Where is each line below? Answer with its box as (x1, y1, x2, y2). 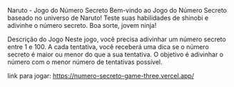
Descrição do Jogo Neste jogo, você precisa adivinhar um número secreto (7, 35, 226, 43)
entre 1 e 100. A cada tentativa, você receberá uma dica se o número (7, 43, 209, 51)
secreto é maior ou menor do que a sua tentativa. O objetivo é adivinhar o (7, 50, 224, 58)
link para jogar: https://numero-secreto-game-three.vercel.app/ (7, 71, 195, 80)
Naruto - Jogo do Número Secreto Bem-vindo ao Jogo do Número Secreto (7, 6, 227, 14)
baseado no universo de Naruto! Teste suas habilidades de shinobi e (7, 14, 209, 22)
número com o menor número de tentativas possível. (7, 58, 163, 66)
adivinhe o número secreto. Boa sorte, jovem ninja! (7, 21, 157, 29)
